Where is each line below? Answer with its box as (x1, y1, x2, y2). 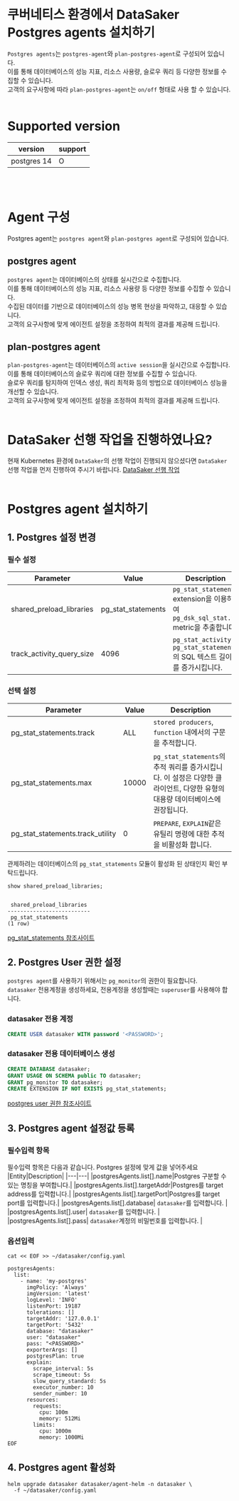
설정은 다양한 (171, 773, 214, 783)
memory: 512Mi (38, 1415, 81, 1422)
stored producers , (153, 717, 214, 727)
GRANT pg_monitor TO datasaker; (7, 1079, 103, 1086)
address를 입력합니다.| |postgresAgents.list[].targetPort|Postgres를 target (7, 1190, 221, 1198)
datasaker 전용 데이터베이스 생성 (7, 1049, 115, 1059)
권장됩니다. (153, 805, 188, 815)
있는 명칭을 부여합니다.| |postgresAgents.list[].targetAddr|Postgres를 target (7, 1181, 224, 1190)
